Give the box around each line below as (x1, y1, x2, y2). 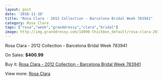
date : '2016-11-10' (5, 12, 45, 16)
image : (5, 29, 18, 34)
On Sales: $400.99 (5, 52, 44, 58)
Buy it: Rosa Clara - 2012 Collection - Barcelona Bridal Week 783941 (5, 61, 141, 67)
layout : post (5, 7, 32, 12)
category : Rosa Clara (5, 20, 49, 26)
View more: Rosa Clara (5, 71, 51, 76)
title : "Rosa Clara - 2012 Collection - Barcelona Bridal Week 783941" (5, 16, 153, 21)
